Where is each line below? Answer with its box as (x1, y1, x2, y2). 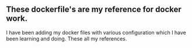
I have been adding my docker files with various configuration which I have (6, 29, 187, 36)
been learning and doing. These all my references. (6, 35, 127, 42)
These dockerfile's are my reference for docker (6, 5, 182, 14)
